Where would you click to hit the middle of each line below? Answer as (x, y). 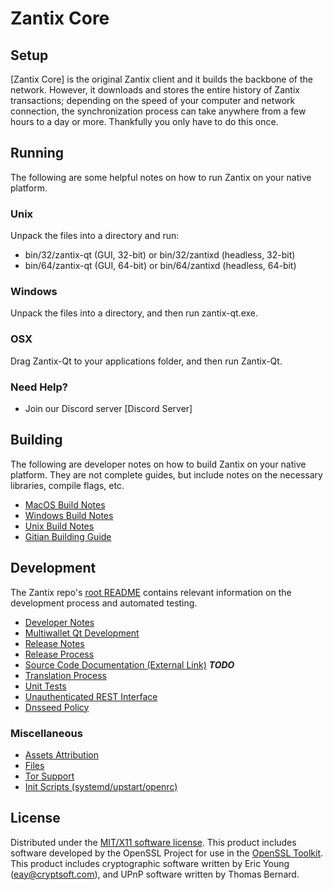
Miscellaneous (46, 733)
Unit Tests (45, 686)
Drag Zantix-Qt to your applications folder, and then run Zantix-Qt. (146, 361)
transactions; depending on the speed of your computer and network (153, 100)
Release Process (59, 654)
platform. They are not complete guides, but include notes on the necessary (166, 474)
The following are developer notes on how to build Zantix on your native (158, 464)
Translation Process (65, 675)
